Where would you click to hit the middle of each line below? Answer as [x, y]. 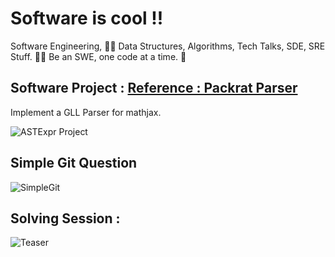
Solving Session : [65, 218]
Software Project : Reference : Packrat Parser [154, 88]
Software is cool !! [87, 18]
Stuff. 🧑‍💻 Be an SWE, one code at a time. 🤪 [98, 56]
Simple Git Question [74, 163]
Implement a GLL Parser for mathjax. [86, 112]
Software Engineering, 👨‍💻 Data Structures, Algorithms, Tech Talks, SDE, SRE [168, 46]
